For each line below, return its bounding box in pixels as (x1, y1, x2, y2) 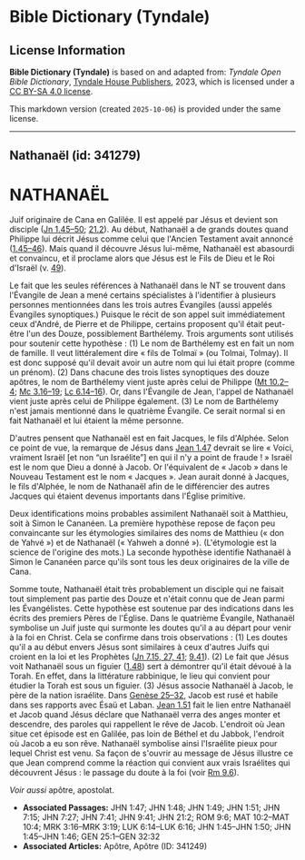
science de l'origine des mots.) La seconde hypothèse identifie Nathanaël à (9, 547, 292, 558)
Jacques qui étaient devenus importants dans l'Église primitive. (9, 490, 246, 501)
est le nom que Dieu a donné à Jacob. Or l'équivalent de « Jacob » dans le (9, 461, 289, 473)
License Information (9, 43, 125, 58)
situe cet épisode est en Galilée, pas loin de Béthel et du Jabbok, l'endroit (9, 728, 285, 739)
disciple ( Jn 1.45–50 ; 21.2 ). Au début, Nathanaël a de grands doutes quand (9, 224, 289, 235)
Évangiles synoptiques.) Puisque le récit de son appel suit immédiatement (9, 309, 286, 320)
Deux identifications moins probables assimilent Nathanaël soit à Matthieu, (9, 509, 289, 519)
